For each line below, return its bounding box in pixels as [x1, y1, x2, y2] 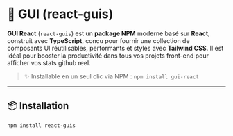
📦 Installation [7, 100, 69, 112]
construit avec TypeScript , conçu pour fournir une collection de [7, 36, 190, 44]
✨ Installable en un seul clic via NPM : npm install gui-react [24, 72, 200, 80]
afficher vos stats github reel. [7, 58, 92, 67]
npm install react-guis [7, 121, 76, 129]
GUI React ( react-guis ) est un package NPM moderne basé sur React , [7, 29, 210, 37]
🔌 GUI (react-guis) [7, 6, 114, 22]
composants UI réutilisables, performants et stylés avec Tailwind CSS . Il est [7, 44, 224, 52]
